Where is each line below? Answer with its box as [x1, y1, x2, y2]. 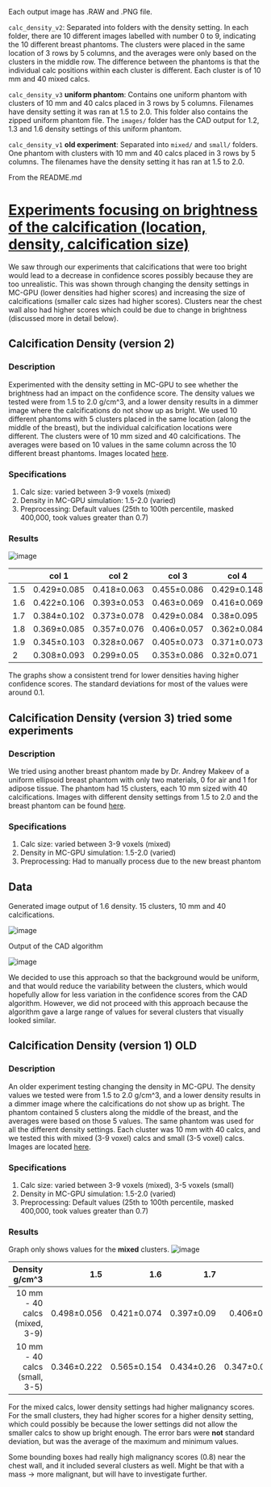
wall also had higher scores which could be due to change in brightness [8, 305, 248, 315]
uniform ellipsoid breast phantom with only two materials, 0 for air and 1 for [8, 775, 258, 784]
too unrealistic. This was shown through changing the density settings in [8, 279, 250, 289]
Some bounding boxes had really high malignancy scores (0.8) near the [8, 1452, 246, 1462]
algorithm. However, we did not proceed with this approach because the [8, 999, 248, 1008]
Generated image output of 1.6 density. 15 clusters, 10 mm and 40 [8, 902, 227, 911]
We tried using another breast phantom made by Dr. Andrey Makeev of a [8, 766, 250, 775]
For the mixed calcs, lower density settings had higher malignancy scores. [8, 1402, 255, 1412]
